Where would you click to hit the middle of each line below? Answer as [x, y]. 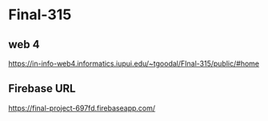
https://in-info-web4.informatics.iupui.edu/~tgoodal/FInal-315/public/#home [134, 63]
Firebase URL [42, 89]
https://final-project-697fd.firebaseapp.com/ [82, 108]
